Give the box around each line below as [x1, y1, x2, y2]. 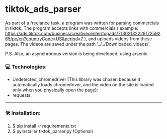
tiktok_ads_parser [5, 3, 82, 15]
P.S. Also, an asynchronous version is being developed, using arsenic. [5, 51, 149, 57]
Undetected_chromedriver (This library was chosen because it [12, 76, 141, 82]
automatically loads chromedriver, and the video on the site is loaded [12, 82, 154, 88]
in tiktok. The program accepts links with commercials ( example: [5, 25, 139, 31]
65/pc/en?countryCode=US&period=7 [5, 36, 83, 42]
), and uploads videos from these [84, 36, 153, 42]
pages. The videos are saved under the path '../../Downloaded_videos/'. [5, 41, 151, 47]
